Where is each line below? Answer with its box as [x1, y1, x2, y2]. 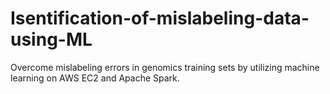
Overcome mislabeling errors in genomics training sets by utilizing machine [10, 61, 320, 73]
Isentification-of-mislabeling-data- [10, 7, 310, 30]
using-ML [10, 28, 93, 51]
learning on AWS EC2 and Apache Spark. [10, 72, 180, 84]
